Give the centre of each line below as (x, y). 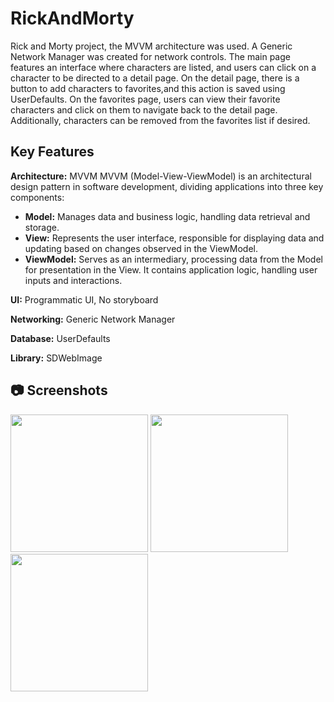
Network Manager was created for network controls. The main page (150, 56)
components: (37, 197)
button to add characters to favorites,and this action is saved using (148, 88)
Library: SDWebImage (56, 358)
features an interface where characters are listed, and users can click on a (163, 67)
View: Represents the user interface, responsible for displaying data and (174, 238)
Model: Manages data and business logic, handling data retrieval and (167, 216)
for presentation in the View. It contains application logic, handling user (171, 269)
